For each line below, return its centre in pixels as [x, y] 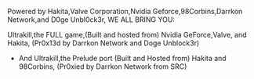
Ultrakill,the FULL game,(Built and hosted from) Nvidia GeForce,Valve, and [127, 35]
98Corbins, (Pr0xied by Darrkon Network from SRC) [103, 66]
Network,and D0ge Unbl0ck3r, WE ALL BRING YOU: [91, 20]
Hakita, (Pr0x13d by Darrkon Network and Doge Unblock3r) [103, 43]
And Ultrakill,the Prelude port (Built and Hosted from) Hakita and [122, 58]
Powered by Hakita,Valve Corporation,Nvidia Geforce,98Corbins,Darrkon [125, 11]
